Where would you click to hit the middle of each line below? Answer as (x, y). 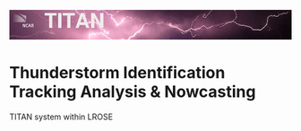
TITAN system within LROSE (61, 117)
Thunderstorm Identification (117, 73)
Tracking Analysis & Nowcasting (133, 92)
